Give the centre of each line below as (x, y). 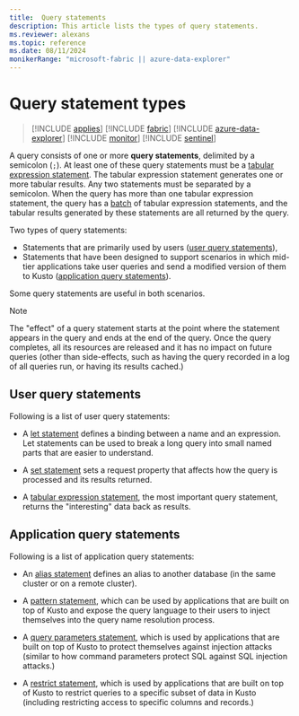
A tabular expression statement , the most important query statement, (150, 497)
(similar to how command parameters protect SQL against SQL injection (155, 656)
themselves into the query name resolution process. (119, 619)
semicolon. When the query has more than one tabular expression (132, 193)
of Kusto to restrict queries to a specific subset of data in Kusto (139, 693)
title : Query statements (57, 17)
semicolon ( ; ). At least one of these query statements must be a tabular (142, 165)
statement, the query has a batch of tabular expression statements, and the (149, 203)
